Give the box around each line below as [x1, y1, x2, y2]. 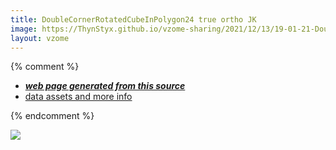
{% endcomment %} [10, 110, 95, 122]
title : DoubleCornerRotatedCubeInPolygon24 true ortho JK [10, 14, 257, 25]
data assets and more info [24, 91, 133, 103]
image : [10, 24, 38, 34]
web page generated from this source [24, 80, 186, 92]
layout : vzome [10, 33, 70, 43]
